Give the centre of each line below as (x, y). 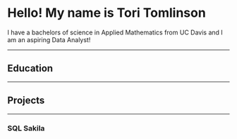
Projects (26, 101)
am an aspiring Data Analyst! (49, 39)
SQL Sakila (26, 128)
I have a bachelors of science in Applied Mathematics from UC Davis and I (115, 32)
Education (30, 68)
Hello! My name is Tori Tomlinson (107, 13)
